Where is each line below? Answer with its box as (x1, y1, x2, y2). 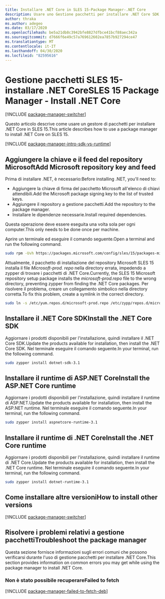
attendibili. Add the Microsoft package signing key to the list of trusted (12, 191, 154, 197)
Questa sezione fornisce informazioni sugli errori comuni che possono (5, 549, 147, 555)
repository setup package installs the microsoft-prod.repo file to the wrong (5, 275, 157, 281)
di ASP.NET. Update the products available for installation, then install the (5, 400, 152, 406)
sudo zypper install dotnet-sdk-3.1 (5, 360, 80, 365)
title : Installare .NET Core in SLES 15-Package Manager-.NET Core (5, 7, 146, 12)
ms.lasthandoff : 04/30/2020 (5, 48, 63, 53)
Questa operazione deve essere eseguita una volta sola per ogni (5, 221, 136, 227)
